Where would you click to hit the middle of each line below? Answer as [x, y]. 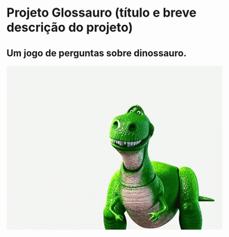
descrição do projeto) [70, 27]
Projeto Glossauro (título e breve [102, 13]
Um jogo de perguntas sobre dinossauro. [96, 53]
